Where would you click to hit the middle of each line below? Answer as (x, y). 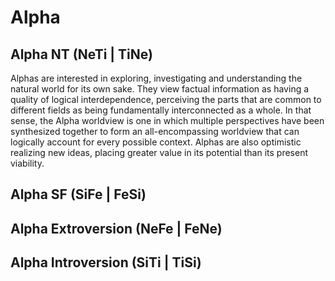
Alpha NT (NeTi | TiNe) (81, 54)
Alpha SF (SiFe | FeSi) (78, 194)
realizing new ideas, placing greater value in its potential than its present (159, 152)
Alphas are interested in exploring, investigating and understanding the (156, 78)
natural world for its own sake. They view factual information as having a (160, 89)
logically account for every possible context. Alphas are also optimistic (156, 142)
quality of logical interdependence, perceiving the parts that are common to (166, 99)
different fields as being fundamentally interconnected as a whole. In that (161, 110)
